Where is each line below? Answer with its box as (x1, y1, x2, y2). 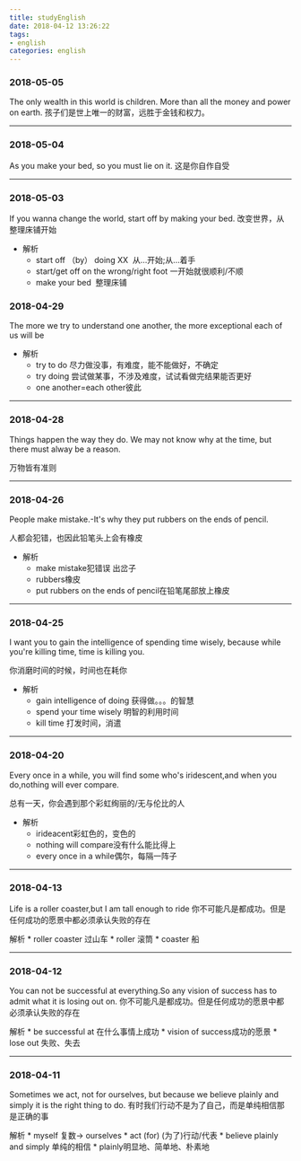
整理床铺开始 (9, 224, 56, 235)
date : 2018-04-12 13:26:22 (9, 22, 110, 31)
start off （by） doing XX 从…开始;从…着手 (35, 255, 196, 266)
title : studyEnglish (9, 13, 87, 22)
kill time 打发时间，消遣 (35, 717, 122, 728)
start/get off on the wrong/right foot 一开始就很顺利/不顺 (35, 266, 244, 277)
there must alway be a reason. (9, 444, 121, 454)
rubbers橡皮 (35, 574, 82, 585)
